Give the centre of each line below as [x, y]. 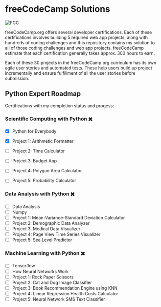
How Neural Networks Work [40, 271]
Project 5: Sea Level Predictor [42, 240]
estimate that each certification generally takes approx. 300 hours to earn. [80, 53]
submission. [17, 78]
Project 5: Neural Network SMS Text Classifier [58, 299]
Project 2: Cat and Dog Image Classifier [52, 282]
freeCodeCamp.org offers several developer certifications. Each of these [79, 32]
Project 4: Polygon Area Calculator [47, 171]
